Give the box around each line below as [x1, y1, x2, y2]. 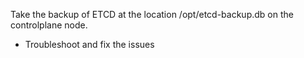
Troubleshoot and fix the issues [24, 39, 155, 50]
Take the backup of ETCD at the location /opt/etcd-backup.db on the [10, 9, 294, 20]
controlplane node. [10, 19, 88, 31]
